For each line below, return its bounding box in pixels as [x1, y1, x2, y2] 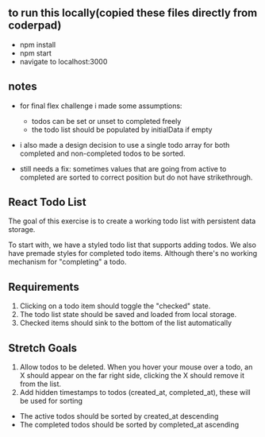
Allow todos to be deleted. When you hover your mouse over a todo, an [19, 362, 253, 372]
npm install [19, 40, 56, 49]
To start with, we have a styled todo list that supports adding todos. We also [8, 240, 256, 249]
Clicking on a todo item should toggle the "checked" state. [19, 301, 211, 311]
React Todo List [8, 195, 86, 209]
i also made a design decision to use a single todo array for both [19, 140, 230, 149]
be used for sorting [19, 396, 83, 406]
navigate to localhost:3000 [19, 56, 108, 66]
